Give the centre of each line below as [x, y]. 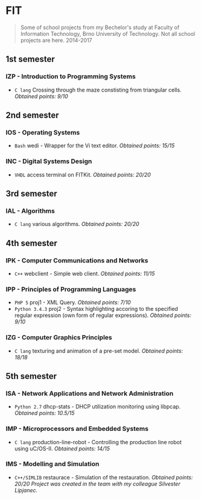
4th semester [32, 243]
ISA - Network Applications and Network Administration [90, 393]
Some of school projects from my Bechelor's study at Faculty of [100, 27]
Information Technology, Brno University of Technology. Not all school [108, 33]
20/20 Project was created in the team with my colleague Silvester [97, 484]
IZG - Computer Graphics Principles [59, 338]
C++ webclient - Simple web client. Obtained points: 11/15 [85, 273]
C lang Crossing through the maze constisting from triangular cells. [98, 90]
